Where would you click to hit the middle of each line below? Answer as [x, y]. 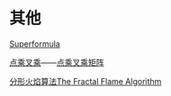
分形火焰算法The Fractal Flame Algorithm [85, 81]
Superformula [35, 44]
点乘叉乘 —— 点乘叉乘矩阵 [57, 62]
